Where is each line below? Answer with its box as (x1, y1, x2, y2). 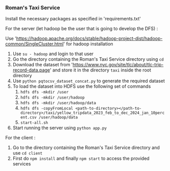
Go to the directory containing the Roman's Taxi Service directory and (12, 144, 160, 151)
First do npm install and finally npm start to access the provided (12, 155, 150, 162)
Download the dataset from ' (12, 62, 73, 68)
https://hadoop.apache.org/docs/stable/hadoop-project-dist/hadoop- (16, 35, 163, 42)
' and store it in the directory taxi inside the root (50, 67, 152, 73)
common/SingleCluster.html (5, 41, 64, 47)
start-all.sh (20, 120, 48, 126)
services (12, 161, 31, 167)
